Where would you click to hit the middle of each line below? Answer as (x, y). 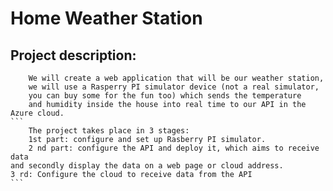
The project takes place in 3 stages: (109, 131)
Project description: (73, 55)
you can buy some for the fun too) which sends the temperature (165, 96)
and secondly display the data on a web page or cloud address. (147, 166)
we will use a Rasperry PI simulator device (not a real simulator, (174, 87)
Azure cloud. (37, 113)
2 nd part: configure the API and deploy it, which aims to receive (174, 148)
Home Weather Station (106, 18)
